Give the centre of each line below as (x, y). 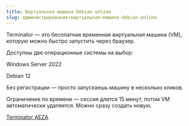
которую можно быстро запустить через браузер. (70, 41)
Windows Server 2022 (34, 64)
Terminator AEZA (27, 117)
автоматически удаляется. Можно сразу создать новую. (79, 105)
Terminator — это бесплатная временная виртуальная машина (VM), (94, 34)
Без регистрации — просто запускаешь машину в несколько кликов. (95, 87)
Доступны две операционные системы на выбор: (70, 52)
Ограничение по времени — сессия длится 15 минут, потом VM (88, 99)
